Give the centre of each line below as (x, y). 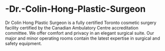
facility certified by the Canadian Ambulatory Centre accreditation (72, 27)
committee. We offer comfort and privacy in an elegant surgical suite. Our (80, 33)
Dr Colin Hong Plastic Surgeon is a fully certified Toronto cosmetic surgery (81, 23)
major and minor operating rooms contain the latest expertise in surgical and (82, 38)
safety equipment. (24, 43)
